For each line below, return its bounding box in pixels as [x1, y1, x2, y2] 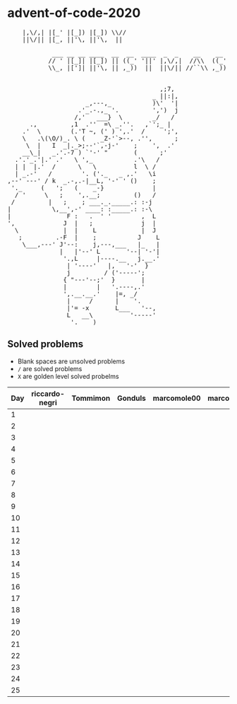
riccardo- [31, 389, 65, 399]
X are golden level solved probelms [17, 372, 119, 380]
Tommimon [71, 393, 111, 403]
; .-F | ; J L [18, 233, 160, 241]
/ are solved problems [17, 364, 83, 372]
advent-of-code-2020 [7, 5, 141, 21]
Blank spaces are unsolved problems [17, 357, 126, 365]
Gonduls [116, 393, 147, 403]
